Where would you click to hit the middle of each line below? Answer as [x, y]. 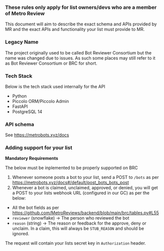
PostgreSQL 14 [27, 111]
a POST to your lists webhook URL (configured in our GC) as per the [81, 193]
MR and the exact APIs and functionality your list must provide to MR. [75, 29]
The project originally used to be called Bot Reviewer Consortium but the [78, 52]
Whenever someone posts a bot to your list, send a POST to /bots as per [85, 177]
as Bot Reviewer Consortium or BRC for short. [51, 63]
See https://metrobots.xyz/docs [37, 135]
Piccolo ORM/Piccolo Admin [41, 101]
